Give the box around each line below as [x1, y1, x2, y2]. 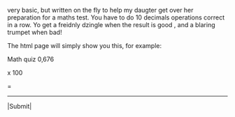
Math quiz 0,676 [7, 55, 55, 63]
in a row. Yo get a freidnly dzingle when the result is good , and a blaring [7, 21, 215, 29]
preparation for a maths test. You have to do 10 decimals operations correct [7, 13, 225, 22]
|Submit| [7, 102, 32, 110]
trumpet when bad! [7, 28, 62, 36]
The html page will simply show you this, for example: [7, 42, 162, 49]
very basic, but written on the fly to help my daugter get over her [7, 6, 194, 14]
